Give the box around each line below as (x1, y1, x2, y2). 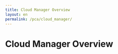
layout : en (5, 12, 28, 17)
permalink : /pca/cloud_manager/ (5, 16, 72, 21)
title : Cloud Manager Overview (5, 7, 70, 12)
